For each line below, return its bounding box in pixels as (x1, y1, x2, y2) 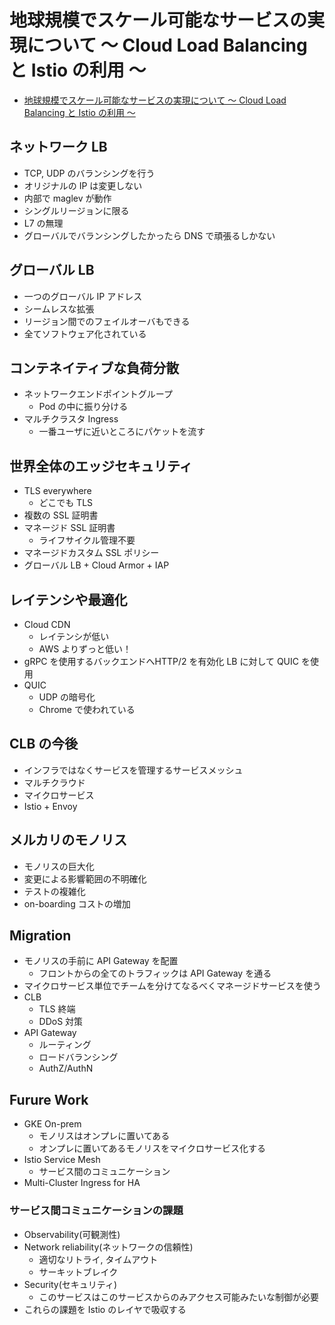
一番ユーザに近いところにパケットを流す (38, 426, 206, 438)
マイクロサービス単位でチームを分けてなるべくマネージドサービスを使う (23, 980, 322, 992)
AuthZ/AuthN (38, 1062, 94, 1075)
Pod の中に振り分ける (38, 401, 129, 413)
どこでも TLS (38, 497, 94, 509)
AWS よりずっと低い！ (38, 643, 132, 655)
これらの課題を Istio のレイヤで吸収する (23, 1303, 187, 1315)
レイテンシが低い (38, 631, 110, 642)
